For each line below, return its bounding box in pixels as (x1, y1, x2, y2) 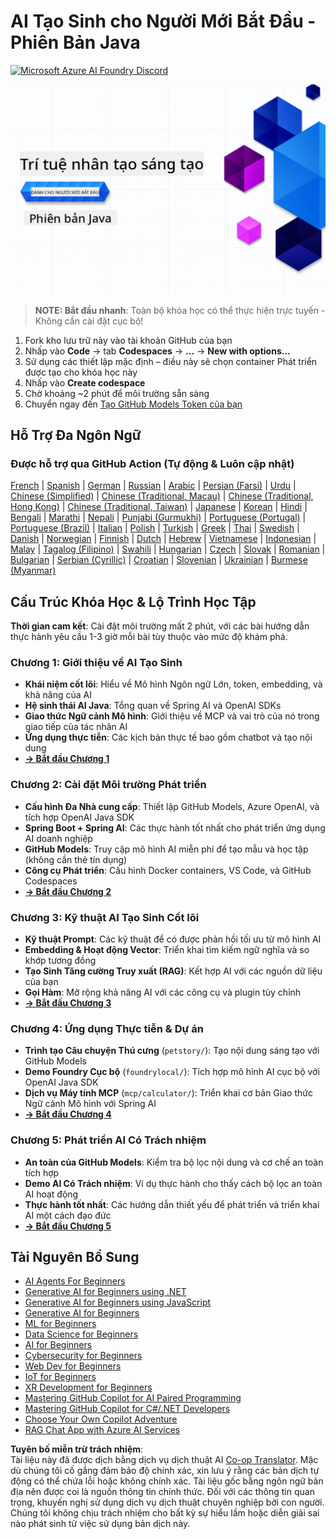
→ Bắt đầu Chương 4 (24, 1108, 112, 1120)
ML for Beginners (24, 1318, 97, 1330)
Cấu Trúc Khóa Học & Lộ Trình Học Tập (10, 593, 257, 610)
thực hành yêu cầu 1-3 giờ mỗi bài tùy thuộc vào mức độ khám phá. (10, 631, 288, 643)
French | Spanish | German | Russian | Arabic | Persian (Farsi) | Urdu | (10, 480, 297, 492)
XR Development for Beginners (24, 1381, 153, 1394)
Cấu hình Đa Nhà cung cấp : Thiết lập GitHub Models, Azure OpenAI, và (24, 800, 320, 812)
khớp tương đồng (24, 955, 97, 966)
